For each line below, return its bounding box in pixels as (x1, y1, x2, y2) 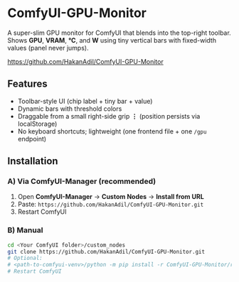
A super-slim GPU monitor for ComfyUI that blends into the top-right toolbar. (7, 28, 231, 37)
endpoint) (17, 134, 47, 143)
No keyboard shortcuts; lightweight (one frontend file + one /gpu (17, 126, 207, 136)
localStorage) (17, 119, 58, 128)
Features (7, 78, 48, 90)
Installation (7, 155, 58, 168)
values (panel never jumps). (7, 43, 89, 52)
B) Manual (7, 225, 43, 235)
